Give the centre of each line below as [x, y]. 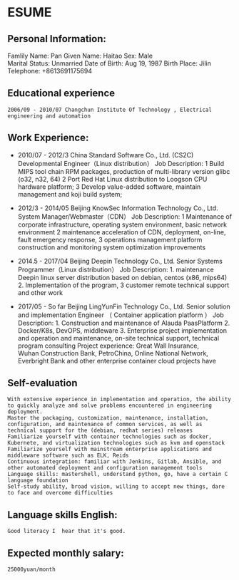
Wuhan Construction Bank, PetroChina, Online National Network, [113, 353]
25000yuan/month [31, 570]
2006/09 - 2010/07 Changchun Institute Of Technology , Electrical [110, 110]
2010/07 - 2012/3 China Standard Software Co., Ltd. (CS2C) [106, 155]
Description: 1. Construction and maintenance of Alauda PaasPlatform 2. [124, 323]
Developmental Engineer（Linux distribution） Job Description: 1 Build [121, 163]
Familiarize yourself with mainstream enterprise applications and [110, 450]
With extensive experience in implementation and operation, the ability [119, 400]
